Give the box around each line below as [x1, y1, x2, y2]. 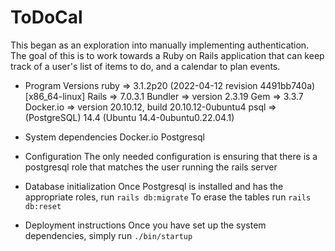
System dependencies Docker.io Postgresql [24, 131, 205, 143]
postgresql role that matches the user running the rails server [24, 161, 278, 173]
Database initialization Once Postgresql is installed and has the [24, 180, 284, 192]
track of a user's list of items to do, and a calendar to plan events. [10, 60, 281, 72]
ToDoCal [10, 6, 83, 29]
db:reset [24, 201, 62, 211]
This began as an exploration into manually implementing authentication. [10, 39, 310, 51]
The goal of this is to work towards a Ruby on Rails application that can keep [10, 49, 325, 61]
